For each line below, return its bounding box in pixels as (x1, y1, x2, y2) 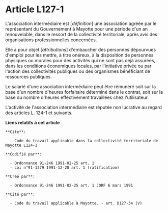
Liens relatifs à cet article (5, 119, 60, 125)
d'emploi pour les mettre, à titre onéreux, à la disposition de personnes (5, 52, 154, 58)
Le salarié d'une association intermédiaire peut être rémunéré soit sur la (5, 83, 156, 90)
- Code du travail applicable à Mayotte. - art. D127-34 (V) (10, 200, 143, 206)
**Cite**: (5, 129, 26, 135)
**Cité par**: (5, 192, 36, 197)
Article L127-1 (5, 4, 64, 15)
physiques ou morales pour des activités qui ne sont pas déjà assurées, (5, 57, 156, 63)
